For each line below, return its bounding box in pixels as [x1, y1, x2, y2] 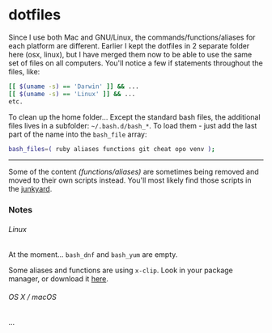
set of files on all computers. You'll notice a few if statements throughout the [8, 58, 263, 68]
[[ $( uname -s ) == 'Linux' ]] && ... [8, 90, 136, 98]
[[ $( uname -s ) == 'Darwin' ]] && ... [8, 82, 139, 91]
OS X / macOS [8, 293, 57, 302]
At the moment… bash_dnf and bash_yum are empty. [8, 249, 178, 259]
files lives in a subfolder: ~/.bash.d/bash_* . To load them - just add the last [8, 120, 257, 130]
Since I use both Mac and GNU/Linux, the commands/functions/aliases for [8, 32, 256, 42]
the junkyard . [8, 184, 53, 194]
